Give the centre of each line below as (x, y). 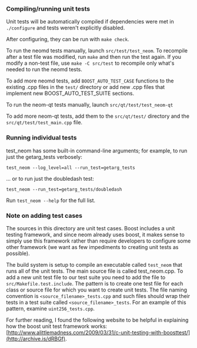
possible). (18, 253)
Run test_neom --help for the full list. (51, 200)
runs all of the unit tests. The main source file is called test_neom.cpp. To (95, 271)
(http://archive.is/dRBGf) (36, 339)
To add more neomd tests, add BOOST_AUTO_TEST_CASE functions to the (90, 81)
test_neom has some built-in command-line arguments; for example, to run (97, 150)
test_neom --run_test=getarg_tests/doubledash (64, 189)
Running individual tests (41, 138)
